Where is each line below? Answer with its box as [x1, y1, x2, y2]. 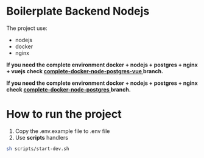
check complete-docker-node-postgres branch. [6, 85, 131, 93]
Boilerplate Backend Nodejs [6, 4, 150, 18]
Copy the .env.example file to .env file [15, 127, 110, 135]
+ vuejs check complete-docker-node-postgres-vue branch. [6, 67, 163, 74]
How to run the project [6, 107, 122, 121]
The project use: [6, 24, 47, 32]
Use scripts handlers [15, 134, 69, 141]
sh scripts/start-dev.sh [6, 145, 69, 152]
